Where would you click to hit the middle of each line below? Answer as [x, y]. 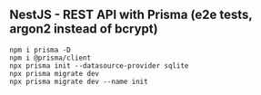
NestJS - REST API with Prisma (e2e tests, [131, 15]
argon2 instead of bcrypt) [84, 29]
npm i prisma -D [40, 50]
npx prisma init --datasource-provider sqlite [99, 66]
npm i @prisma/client [50, 58]
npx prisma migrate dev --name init [79, 81]
